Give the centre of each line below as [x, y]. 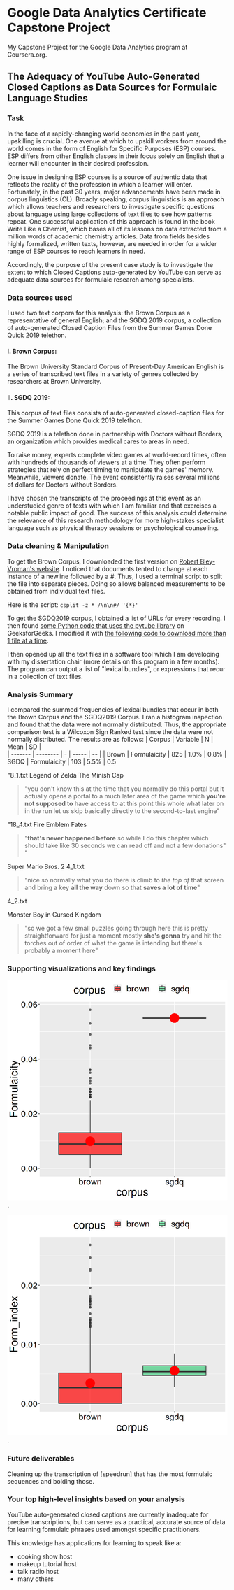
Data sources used [40, 297]
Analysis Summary [40, 694]
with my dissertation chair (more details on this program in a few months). [114, 661]
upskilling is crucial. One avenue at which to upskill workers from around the [117, 141]
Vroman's [21, 568]
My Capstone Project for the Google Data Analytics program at [97, 47]
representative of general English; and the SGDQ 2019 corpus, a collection [114, 320]
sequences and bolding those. [51, 1481]
